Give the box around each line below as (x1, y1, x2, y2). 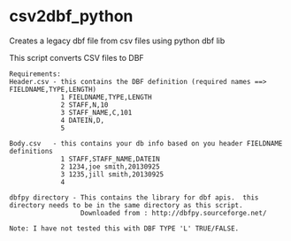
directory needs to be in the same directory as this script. (9, 200, 243, 209)
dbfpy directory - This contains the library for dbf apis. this (9, 192, 259, 202)
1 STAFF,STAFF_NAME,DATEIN (60, 154, 161, 163)
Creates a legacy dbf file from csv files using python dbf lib (9, 35, 226, 46)
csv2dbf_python (9, 6, 134, 26)
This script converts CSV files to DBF (9, 52, 144, 63)
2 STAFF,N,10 (60, 100, 109, 109)
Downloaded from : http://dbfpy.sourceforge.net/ (80, 208, 267, 217)
